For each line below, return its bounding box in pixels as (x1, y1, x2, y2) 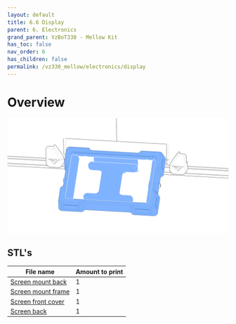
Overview (7, 94, 65, 110)
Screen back (10, 306, 47, 316)
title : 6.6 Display (7, 18, 65, 26)
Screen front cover (10, 297, 65, 306)
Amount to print (75, 267, 124, 276)
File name (25, 267, 55, 276)
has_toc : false (7, 41, 52, 48)
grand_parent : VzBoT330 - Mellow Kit (7, 34, 118, 41)
